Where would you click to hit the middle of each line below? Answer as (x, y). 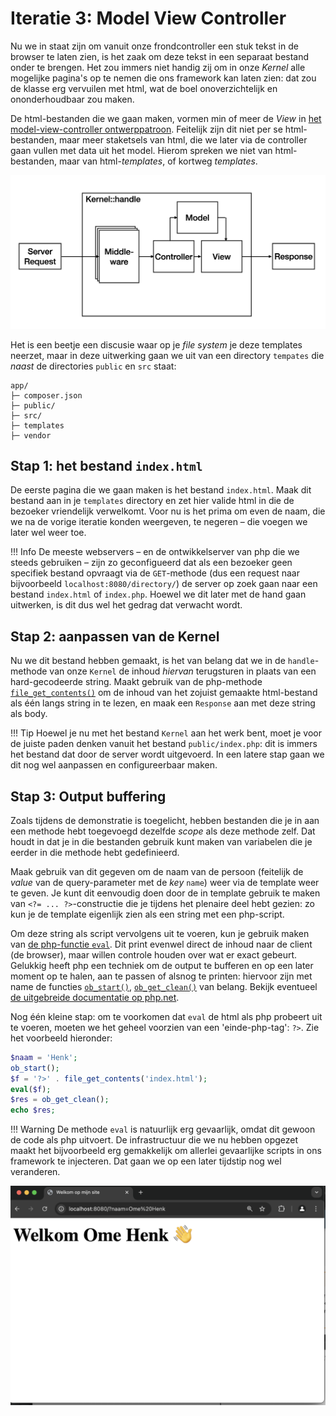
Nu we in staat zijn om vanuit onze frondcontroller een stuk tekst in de (154, 46)
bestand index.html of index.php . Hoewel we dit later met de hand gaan (158, 594)
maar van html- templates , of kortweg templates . (158, 161)
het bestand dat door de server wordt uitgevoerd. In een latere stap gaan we (167, 754)
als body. (29, 714)
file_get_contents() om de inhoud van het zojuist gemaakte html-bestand (164, 693)
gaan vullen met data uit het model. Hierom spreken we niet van (141, 150)
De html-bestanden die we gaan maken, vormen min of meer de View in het (166, 118)
